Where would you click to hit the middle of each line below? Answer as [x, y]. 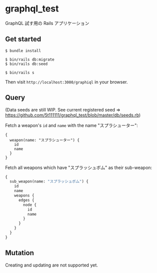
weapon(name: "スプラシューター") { [45, 140]
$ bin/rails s [20, 72]
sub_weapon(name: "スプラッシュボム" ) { [49, 181]
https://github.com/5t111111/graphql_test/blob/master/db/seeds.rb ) [73, 115]
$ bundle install [23, 50]
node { [30, 205]
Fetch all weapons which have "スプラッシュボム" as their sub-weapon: [79, 167]
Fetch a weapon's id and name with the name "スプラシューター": [72, 125]
